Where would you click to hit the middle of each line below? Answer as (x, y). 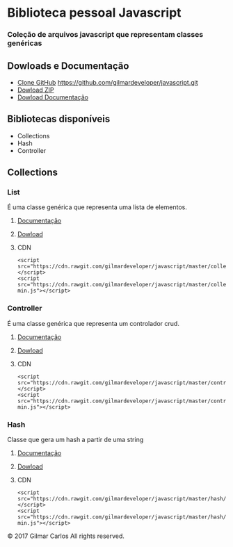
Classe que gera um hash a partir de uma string (75, 440)
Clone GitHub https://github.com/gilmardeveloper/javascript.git (107, 82)
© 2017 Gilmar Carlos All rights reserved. (66, 536)
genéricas (25, 43)
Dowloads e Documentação (68, 66)
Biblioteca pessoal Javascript (95, 13)
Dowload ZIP (35, 90)
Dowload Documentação (53, 97)
